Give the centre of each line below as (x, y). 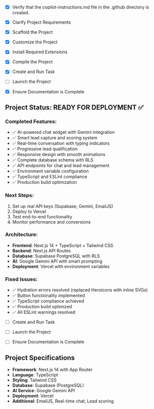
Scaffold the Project (32, 32)
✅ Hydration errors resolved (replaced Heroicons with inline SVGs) (80, 290)
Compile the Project (32, 62)
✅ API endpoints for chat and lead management (61, 165)
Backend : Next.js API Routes (41, 250)
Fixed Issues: (21, 279)
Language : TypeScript (35, 375)
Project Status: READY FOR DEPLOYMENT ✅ (75, 107)
